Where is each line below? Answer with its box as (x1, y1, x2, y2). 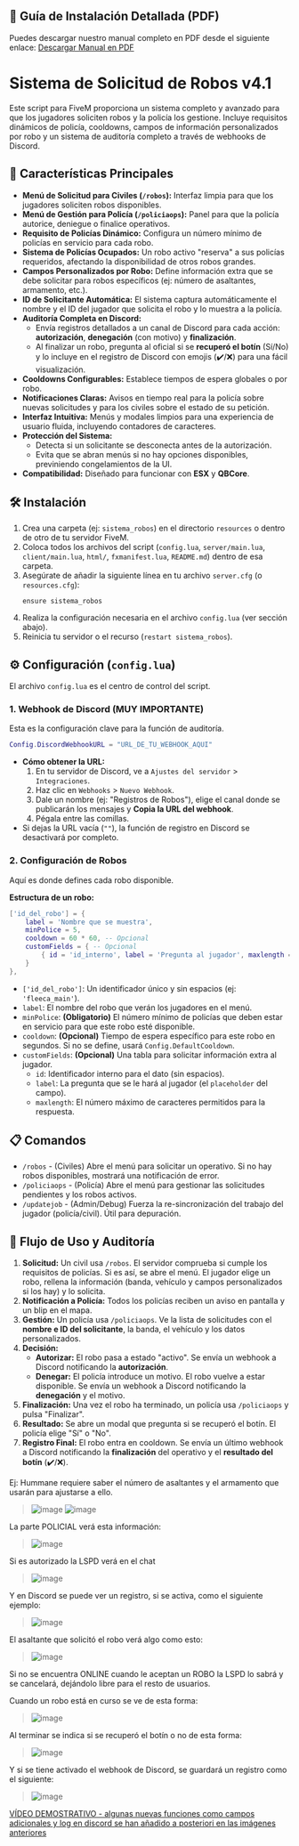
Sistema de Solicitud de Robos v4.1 (9, 73, 272, 93)
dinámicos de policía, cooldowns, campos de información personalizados (9, 121, 279, 132)
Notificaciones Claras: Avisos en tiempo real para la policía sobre (21, 393, 264, 403)
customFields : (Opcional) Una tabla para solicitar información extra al (21, 1049, 278, 1060)
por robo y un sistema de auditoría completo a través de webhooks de (9, 131, 267, 142)
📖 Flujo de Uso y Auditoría (9, 1234, 156, 1249)
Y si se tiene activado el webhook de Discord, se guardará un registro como (9, 1764, 287, 1776)
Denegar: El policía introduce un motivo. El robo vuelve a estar (35, 1372, 265, 1382)
